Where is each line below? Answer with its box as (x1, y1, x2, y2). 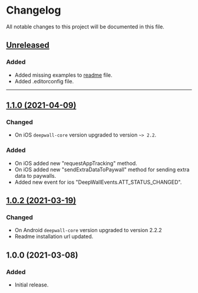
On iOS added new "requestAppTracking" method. (14, 159, 137, 167)
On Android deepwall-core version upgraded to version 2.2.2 (14, 227, 162, 234)
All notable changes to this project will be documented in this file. (6, 23, 165, 30)
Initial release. (14, 281, 49, 288)
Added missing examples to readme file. (14, 71, 113, 79)
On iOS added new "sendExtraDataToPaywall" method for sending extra (14, 166, 190, 173)
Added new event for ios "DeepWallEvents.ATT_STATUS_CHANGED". (14, 178, 182, 185)
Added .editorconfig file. (14, 77, 74, 84)
